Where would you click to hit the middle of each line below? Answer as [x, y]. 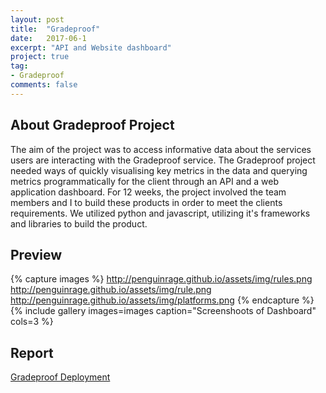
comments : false [44, 85]
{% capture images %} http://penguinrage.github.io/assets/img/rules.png [161, 279]
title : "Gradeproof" [55, 29]
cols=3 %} [32, 322]
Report [32, 352]
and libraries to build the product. [79, 223]
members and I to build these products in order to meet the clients [146, 202]
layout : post [37, 19]
